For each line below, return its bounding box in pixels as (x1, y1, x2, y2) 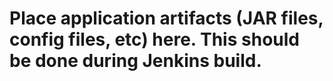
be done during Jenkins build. (9, 50, 262, 72)
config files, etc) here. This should (9, 28, 300, 51)
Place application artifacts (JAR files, (9, 7, 324, 30)
